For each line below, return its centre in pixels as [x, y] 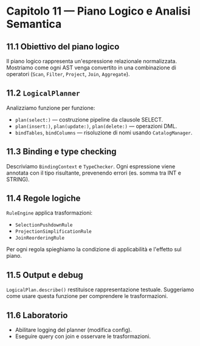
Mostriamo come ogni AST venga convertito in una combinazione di [91, 67]
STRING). [18, 179]
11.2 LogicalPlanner [43, 93]
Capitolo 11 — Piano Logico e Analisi [98, 11]
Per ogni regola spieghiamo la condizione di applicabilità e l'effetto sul [94, 249]
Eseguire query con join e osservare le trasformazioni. [83, 336]
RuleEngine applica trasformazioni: [50, 213]
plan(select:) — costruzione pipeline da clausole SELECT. [89, 119]
